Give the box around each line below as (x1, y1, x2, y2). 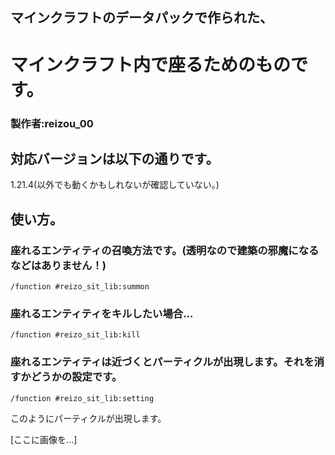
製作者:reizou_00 (10, 116, 94, 130)
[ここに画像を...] (10, 433, 78, 445)
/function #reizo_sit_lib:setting (10, 393, 155, 403)
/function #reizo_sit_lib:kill (10, 330, 141, 340)
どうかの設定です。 (30, 370, 123, 384)
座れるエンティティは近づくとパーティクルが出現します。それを (10, 355, 315, 369)
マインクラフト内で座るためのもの (10, 53, 292, 76)
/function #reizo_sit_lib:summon (10, 282, 150, 292)
